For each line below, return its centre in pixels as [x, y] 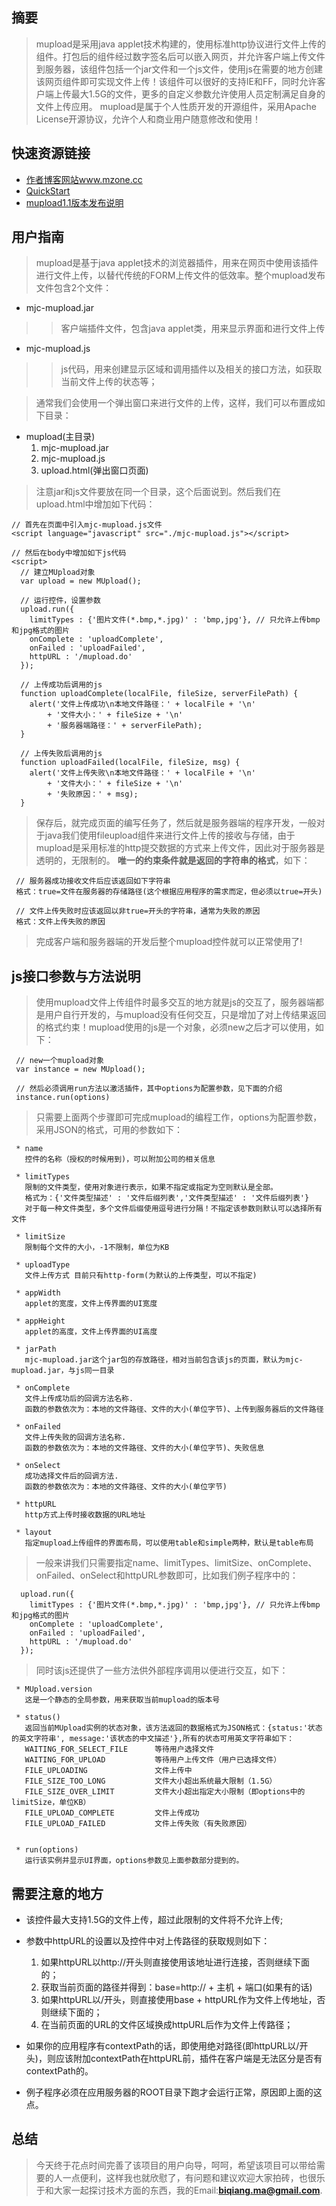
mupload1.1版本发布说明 [74, 202]
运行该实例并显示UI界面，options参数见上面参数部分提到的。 [134, 1861]
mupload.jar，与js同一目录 [63, 1371]
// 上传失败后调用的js [61, 754]
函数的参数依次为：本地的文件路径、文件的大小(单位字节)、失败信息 [144, 1448]
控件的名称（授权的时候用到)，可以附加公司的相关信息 [120, 1159]
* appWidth [38, 1293]
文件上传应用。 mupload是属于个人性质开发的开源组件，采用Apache [176, 106]
